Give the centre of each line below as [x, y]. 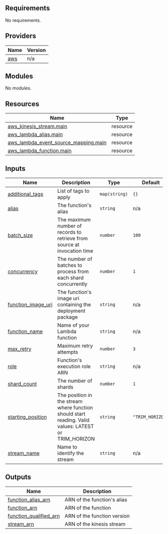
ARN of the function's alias [96, 500]
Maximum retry [75, 346]
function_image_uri [30, 305]
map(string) [114, 194]
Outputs [18, 477]
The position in [75, 395]
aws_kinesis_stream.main [37, 126]
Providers [21, 36]
